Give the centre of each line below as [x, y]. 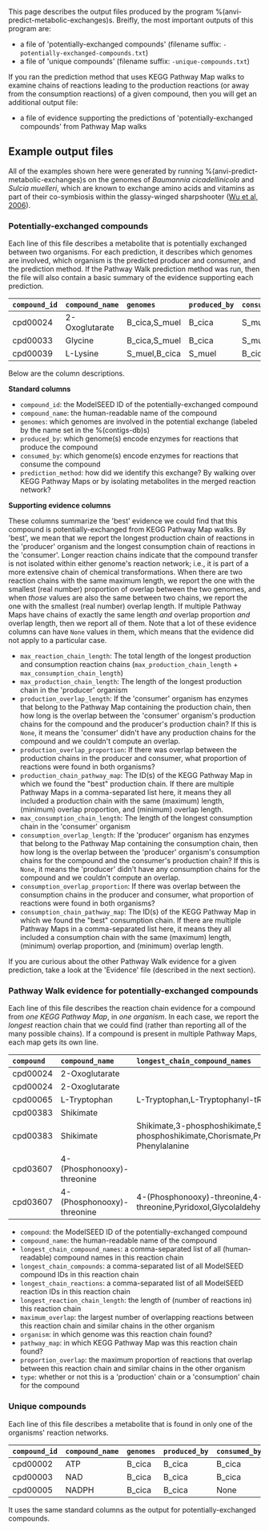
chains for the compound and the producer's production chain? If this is [138, 724]
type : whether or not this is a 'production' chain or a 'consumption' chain [140, 1377]
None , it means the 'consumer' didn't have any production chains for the [138, 733]
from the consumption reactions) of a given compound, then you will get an [133, 94]
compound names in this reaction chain [118, 1258]
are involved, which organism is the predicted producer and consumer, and [132, 261]
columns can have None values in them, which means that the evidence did [131, 632]
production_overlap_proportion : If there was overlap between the [128, 750]
